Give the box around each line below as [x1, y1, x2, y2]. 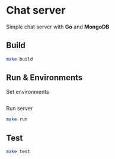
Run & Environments [6, 72, 83, 83]
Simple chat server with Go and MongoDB [6, 23, 110, 30]
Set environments [6, 88, 49, 96]
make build [6, 56, 33, 62]
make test [6, 149, 31, 155]
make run [6, 116, 28, 122]
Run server [6, 105, 33, 112]
